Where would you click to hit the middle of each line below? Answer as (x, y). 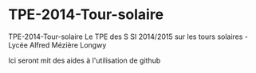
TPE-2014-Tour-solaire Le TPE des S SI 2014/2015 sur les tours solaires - (128, 36)
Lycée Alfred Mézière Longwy (57, 44)
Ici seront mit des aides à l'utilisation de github (85, 60)
